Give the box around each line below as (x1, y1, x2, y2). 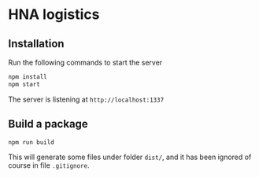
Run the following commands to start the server (8, 57, 163, 67)
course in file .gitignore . (8, 161, 90, 170)
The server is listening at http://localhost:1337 (8, 95, 165, 104)
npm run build (8, 138, 55, 146)
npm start (8, 80, 41, 88)
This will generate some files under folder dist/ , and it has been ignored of (8, 152, 252, 162)
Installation (8, 37, 65, 50)
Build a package (8, 117, 88, 131)
